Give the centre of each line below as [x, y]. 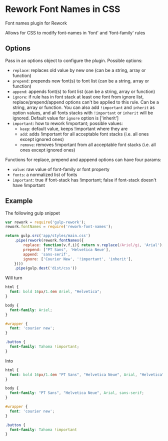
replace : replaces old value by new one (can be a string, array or [79, 70]
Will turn [14, 278]
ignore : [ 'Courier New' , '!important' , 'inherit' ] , [78, 259]
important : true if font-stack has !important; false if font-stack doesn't [84, 180]
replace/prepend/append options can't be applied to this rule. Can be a [85, 102]
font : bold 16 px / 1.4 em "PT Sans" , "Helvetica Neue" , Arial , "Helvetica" [87, 374]
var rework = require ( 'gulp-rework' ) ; [45, 222]
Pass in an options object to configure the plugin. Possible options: [74, 60]
